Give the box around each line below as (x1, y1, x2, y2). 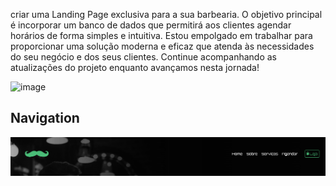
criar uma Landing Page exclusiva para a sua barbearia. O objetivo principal (10, 9, 323, 20)
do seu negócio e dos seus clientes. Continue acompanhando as (10, 51, 277, 63)
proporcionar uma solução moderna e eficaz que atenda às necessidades (10, 40, 315, 52)
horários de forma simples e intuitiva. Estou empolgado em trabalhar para (10, 30, 313, 41)
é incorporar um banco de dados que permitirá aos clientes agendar (10, 19, 292, 31)
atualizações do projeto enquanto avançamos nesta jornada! (10, 62, 260, 73)
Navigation (10, 110, 80, 127)
